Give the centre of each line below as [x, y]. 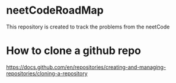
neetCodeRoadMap [55, 10]
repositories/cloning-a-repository [47, 73]
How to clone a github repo [73, 51]
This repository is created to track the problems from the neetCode [88, 27]
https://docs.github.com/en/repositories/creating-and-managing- [86, 67]
